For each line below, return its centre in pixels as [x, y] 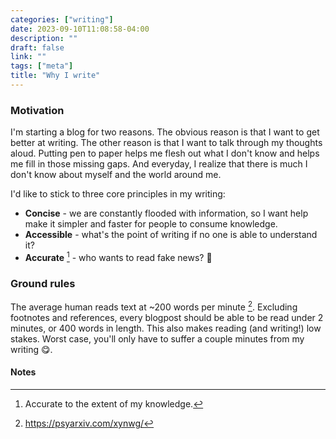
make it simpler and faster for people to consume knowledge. [151, 224]
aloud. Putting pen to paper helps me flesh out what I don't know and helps [165, 153]
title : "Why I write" [55, 76]
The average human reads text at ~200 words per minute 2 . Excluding [154, 306]
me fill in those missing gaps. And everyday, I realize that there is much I [159, 164]
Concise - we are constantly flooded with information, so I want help [166, 213]
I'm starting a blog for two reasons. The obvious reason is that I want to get [165, 132]
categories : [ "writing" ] [62, 19]
